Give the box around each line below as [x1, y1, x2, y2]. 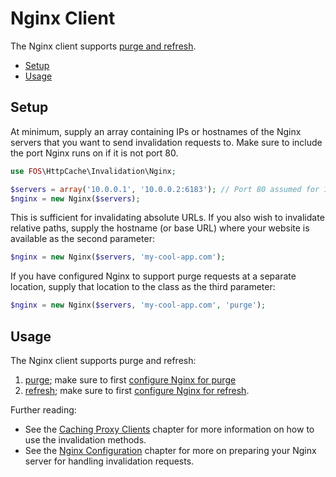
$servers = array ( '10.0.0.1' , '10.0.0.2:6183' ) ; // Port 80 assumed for [10, 184, 320, 194]
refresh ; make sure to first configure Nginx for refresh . [24, 384, 250, 396]
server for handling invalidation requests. [24, 455, 195, 467]
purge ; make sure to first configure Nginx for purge [24, 373, 237, 386]
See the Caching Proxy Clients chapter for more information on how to [24, 423, 315, 435]
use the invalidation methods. [24, 433, 147, 446]
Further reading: [10, 403, 77, 416]
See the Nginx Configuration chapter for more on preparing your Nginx [24, 444, 317, 456]
